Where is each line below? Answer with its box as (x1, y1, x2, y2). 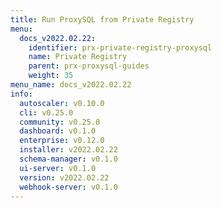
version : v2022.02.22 (19, 172, 110, 183)
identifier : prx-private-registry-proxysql (28, 42, 213, 53)
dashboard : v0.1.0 (19, 126, 97, 136)
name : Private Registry (28, 52, 128, 62)
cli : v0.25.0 (19, 107, 74, 118)
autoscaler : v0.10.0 (19, 98, 105, 108)
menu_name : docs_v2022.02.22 (10, 80, 132, 90)
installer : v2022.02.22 (19, 145, 118, 155)
